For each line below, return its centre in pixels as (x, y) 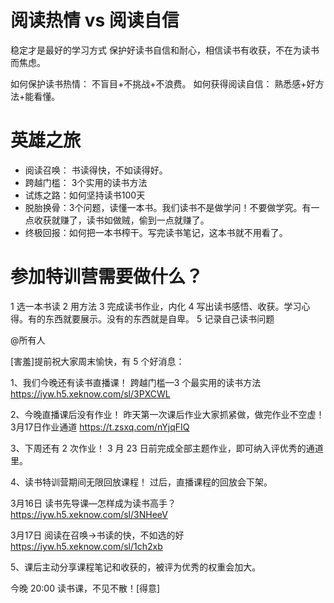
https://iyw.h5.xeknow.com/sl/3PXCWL (90, 393)
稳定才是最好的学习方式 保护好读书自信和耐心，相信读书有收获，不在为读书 (165, 50)
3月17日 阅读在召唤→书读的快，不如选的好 (97, 535)
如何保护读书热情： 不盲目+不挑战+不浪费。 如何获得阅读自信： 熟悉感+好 (163, 83)
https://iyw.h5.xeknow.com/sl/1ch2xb (86, 546)
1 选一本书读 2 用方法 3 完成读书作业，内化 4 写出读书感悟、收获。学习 (156, 306)
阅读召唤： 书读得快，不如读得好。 (96, 170)
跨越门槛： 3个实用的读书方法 (86, 182)
